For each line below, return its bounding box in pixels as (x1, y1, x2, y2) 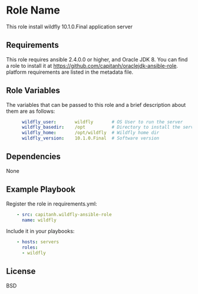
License (6, 266, 36, 276)
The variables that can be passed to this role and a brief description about (6, 101, 186, 108)
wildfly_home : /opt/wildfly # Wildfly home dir (21, 130, 160, 136)
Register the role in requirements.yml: (6, 200, 97, 207)
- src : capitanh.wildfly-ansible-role (16, 211, 112, 217)
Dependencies (6, 152, 61, 162)
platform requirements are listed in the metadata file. (6, 68, 134, 76)
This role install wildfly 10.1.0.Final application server (6, 23, 133, 30)
